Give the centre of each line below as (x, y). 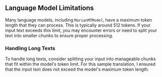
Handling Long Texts (30, 48)
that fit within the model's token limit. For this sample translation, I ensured (80, 64)
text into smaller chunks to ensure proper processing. (59, 35)
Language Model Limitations (50, 8)
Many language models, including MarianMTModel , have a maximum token (79, 20)
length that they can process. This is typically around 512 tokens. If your (78, 25)
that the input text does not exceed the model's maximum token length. (77, 69)
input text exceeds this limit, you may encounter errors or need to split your (81, 30)
